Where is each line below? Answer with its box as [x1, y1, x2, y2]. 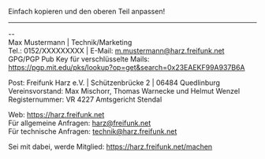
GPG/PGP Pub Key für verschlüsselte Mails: [8, 54, 150, 64]
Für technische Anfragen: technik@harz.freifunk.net [8, 127, 177, 136]
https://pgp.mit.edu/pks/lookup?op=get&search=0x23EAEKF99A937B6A [8, 63, 245, 72]
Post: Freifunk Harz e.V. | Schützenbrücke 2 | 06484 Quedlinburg [8, 78, 221, 87]
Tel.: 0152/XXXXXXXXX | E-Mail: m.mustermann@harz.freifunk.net [8, 46, 225, 55]
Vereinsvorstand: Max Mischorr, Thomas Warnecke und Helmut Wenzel [8, 87, 241, 95]
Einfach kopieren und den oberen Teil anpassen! [8, 7, 166, 16]
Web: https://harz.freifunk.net [8, 110, 105, 119]
